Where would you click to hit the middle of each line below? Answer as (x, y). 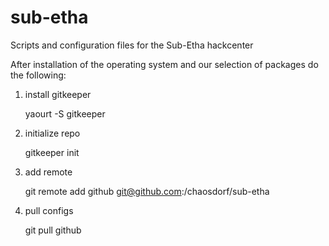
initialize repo (52, 133)
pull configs (49, 210)
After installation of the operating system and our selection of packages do (164, 64)
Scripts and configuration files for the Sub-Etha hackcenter (132, 45)
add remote (48, 172)
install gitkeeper (58, 94)
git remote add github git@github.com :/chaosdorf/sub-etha (147, 191)
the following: (38, 75)
